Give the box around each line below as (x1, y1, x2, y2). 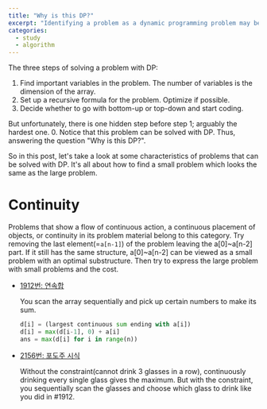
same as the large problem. (8, 168, 98, 178)
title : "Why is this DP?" (8, 11, 94, 20)
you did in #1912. (19, 392, 75, 401)
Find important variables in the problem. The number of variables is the (19, 79, 253, 88)
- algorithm (15, 41, 56, 49)
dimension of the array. (19, 87, 96, 96)
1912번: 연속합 (19, 281, 64, 291)
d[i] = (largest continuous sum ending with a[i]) (19, 321, 192, 329)
